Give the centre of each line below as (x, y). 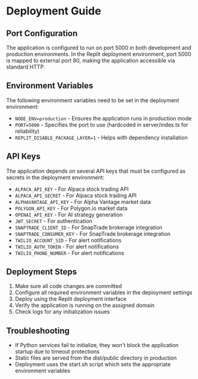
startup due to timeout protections (57, 352)
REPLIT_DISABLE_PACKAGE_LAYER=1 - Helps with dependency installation (101, 137)
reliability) (27, 131)
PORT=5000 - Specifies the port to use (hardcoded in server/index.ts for (101, 125)
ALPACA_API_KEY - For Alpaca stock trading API (72, 189)
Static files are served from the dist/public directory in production (96, 358)
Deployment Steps (41, 272)
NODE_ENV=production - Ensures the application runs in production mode (103, 118)
